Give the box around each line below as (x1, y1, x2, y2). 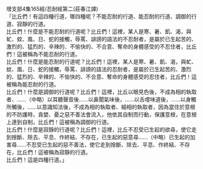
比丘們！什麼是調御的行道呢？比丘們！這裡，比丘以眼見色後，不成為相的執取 (6, 88, 197, 95)
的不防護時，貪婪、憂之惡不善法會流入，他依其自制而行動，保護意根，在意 (6, 111, 192, 118)
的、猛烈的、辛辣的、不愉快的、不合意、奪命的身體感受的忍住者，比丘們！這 (6, 73, 197, 80)
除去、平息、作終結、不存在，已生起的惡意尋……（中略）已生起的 (27, 133, 190, 141)
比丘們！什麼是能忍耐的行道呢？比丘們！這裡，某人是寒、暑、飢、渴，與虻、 (6, 58, 197, 65)
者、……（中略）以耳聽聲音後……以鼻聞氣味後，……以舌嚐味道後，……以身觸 (6, 96, 196, 103)
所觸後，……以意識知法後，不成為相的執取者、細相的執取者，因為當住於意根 (6, 103, 196, 110)
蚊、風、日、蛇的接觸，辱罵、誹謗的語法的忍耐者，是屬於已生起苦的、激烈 (6, 66, 192, 72)
